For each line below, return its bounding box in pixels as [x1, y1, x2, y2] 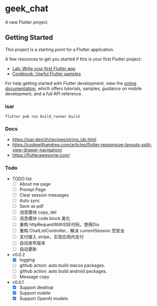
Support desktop [19, 284, 54, 290]
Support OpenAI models [19, 295, 68, 301]
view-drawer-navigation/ [12, 147, 63, 153]
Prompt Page [19, 186, 46, 192]
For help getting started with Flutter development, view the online [5, 80, 137, 86]
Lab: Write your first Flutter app [12, 65, 76, 71]
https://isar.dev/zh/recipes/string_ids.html [12, 137, 97, 142]
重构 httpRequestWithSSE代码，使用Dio [19, 222, 99, 227]
